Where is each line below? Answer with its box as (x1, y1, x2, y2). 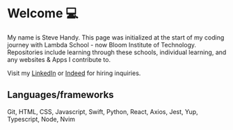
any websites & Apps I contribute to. (7, 55, 111, 63)
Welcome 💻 (7, 6, 79, 22)
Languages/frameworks (7, 89, 114, 101)
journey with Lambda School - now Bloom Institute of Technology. (7, 40, 197, 49)
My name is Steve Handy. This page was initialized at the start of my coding (7, 33, 225, 42)
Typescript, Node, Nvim (7, 115, 75, 123)
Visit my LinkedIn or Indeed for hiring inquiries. (7, 69, 141, 77)
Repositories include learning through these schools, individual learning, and (7, 48, 227, 56)
